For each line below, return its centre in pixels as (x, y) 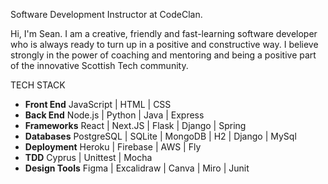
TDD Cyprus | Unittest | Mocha (88, 157)
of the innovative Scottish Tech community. (99, 65)
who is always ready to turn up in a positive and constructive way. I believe (164, 44)
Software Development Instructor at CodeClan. (106, 14)
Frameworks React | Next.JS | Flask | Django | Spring (135, 125)
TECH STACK (38, 85)
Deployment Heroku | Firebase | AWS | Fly (113, 147)
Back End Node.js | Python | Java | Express (114, 115)
